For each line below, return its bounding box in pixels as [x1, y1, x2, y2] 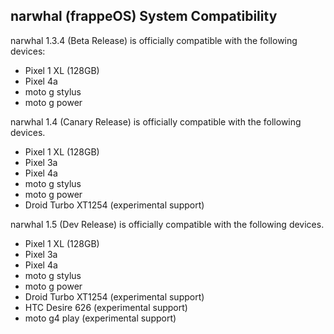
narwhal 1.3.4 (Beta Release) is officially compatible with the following [10, 34, 298, 46]
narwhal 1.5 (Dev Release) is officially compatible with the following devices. [10, 218, 325, 230]
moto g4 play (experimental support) [24, 312, 177, 324]
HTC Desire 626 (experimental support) [24, 301, 188, 313]
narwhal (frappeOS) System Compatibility [10, 8, 278, 25]
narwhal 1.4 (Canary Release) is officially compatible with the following [10, 115, 302, 128]
